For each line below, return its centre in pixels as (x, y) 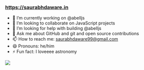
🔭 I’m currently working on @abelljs (48, 18)
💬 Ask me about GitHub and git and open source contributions (76, 34)
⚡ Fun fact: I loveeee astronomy (45, 52)
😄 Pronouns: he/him (33, 46)
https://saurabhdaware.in (37, 7)
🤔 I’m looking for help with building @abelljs (57, 28)
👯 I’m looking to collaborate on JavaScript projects (64, 23)
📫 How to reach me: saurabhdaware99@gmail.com (65, 39)
